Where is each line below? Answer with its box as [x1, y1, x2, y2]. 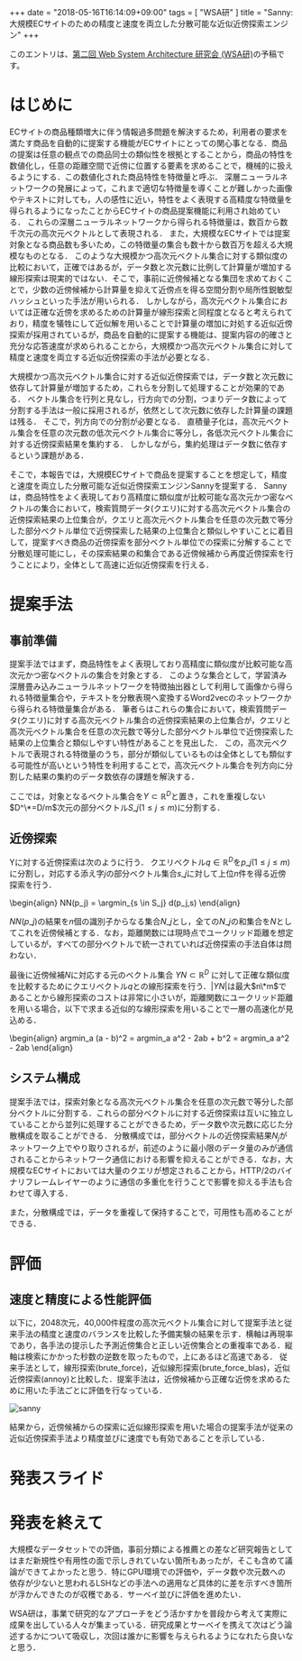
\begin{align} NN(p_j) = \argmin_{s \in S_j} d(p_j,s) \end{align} [9, 897, 241, 908]
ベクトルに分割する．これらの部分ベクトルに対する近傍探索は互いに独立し [16, 1107, 294, 1118]
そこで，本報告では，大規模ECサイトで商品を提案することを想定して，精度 [9, 469, 288, 480]
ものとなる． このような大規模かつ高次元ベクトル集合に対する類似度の [24, 250, 288, 261]
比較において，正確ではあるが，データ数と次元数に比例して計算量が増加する [9, 262, 293, 272]
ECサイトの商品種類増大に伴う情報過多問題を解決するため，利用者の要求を [9, 126, 288, 137]
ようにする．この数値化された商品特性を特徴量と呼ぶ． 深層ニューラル [16, 171, 280, 182]
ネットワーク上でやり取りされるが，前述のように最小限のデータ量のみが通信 [9, 1143, 294, 1153]
